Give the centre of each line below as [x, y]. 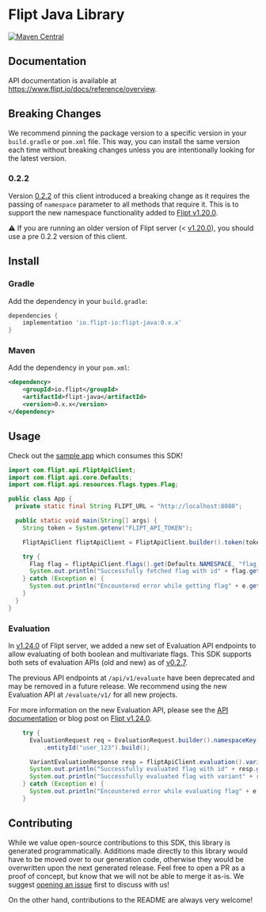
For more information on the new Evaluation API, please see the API [118, 709]
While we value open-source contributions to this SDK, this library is [120, 842]
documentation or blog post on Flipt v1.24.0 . [80, 718]
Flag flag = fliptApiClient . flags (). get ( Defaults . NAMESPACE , [132, 564]
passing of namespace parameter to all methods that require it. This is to [123, 204]
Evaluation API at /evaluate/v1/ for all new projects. [93, 694]
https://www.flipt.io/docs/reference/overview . [83, 89]
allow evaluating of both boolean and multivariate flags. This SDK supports [130, 654]
